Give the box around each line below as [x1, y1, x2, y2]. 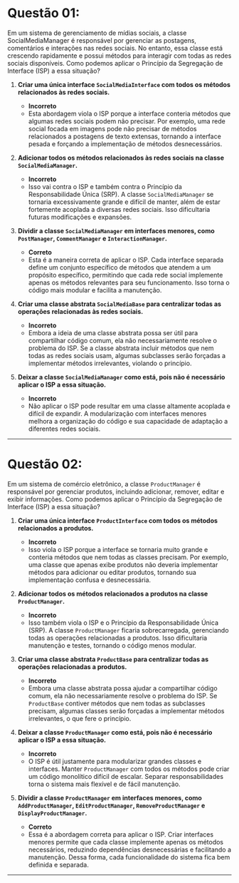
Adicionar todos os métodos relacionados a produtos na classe [17, 589, 208, 598]
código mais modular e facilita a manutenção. [28, 285, 162, 294]
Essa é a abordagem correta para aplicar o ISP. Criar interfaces [28, 830, 214, 839]
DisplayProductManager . [17, 808, 87, 817]
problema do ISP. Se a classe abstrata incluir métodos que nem [28, 344, 214, 352]
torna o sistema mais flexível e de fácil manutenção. [28, 780, 181, 788]
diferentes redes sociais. [28, 424, 101, 433]
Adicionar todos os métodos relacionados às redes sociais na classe [17, 153, 224, 162]
